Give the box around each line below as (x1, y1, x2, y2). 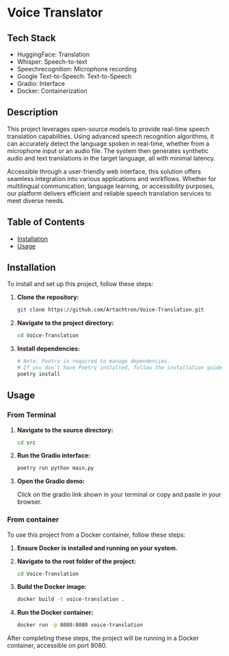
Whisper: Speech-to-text (16, 58, 87, 66)
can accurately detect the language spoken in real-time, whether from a (7, 139, 210, 148)
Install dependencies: (16, 344, 81, 353)
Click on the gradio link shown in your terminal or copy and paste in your (16, 491, 221, 499)
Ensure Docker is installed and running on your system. (16, 543, 178, 552)
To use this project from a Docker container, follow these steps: (7, 530, 186, 539)
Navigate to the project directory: (16, 319, 114, 327)
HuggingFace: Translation (16, 50, 90, 58)
